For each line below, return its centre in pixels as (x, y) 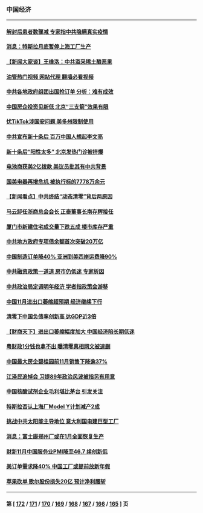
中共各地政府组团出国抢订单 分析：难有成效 (60, 91)
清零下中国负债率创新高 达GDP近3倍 (51, 317)
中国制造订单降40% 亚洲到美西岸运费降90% (62, 256)
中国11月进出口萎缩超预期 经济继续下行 (54, 302)
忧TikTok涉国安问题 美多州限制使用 (50, 122)
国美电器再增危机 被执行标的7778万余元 (56, 181)
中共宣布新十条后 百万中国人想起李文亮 (55, 137)
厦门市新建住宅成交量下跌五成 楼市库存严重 (60, 227)
